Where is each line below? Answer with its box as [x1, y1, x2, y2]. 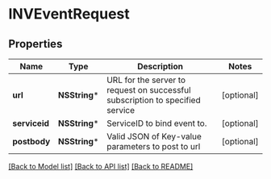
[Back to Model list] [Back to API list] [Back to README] [8, 162, 194, 171]
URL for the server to [106, 74, 186, 85]
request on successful [106, 85, 191, 95]
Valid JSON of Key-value [106, 131, 202, 142]
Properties [8, 37, 63, 51]
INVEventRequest [8, 5, 131, 23]
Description [136, 61, 184, 72]
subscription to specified [106, 94, 201, 106]
